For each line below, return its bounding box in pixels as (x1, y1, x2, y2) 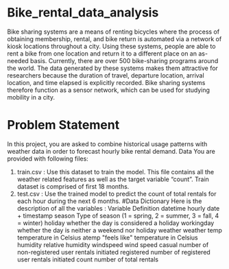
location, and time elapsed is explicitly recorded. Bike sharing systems (7, 78, 206, 86)
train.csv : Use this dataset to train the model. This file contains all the (16, 167, 215, 176)
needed (7, 56, 29, 65)
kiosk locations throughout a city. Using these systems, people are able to (7, 42, 216, 50)
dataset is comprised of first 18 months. (16, 182, 130, 190)
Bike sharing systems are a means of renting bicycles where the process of (7, 27, 220, 36)
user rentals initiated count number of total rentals (16, 255, 159, 264)
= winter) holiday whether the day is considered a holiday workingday (16, 218, 215, 227)
